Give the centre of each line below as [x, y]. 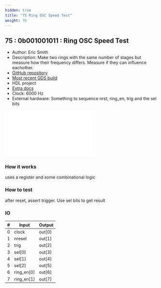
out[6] [45, 272]
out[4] [45, 258]
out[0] [45, 232]
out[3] [45, 252]
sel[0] [20, 252]
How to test [19, 190]
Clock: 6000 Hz [28, 93]
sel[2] [20, 266]
